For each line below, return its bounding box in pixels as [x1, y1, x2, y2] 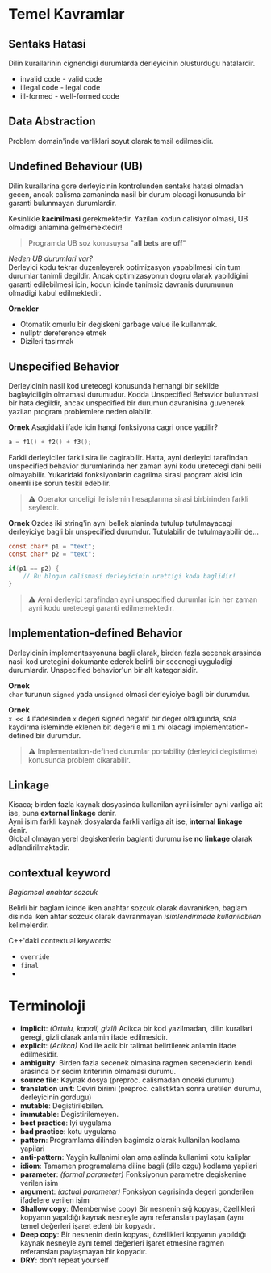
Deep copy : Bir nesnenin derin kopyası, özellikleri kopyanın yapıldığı [19, 1229, 247, 1240]
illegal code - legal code [19, 82, 101, 92]
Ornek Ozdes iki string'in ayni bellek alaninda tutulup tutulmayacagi [8, 519, 233, 528]
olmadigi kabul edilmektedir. [8, 288, 102, 297]
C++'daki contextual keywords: [8, 936, 112, 946]
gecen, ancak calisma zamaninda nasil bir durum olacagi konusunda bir [8, 189, 246, 199]
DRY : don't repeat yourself [19, 1255, 109, 1265]
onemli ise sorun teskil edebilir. [8, 478, 111, 489]
